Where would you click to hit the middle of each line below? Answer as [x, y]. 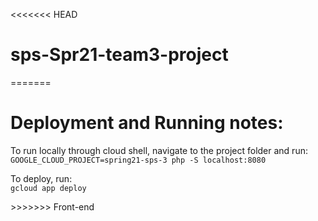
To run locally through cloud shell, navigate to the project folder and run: [159, 150]
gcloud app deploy [48, 188]
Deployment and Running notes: [147, 123]
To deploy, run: [41, 178]
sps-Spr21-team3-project [119, 55]
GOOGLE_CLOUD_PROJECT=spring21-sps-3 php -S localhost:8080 [138, 160]
